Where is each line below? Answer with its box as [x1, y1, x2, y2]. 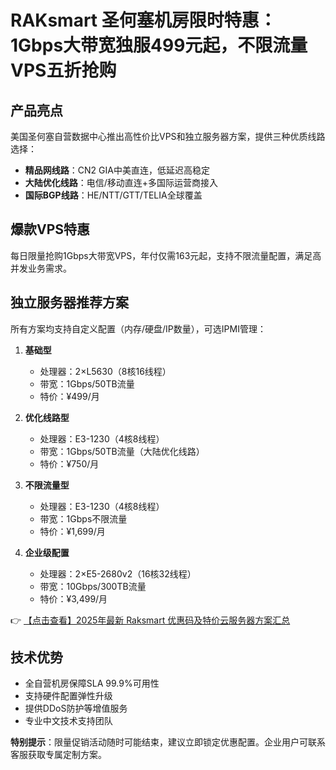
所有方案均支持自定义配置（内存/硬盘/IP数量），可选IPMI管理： [10, 322, 267, 335]
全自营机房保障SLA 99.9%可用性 [24, 677, 160, 690]
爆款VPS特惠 [10, 221, 91, 238]
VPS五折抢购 [10, 59, 117, 82]
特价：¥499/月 [39, 390, 100, 402]
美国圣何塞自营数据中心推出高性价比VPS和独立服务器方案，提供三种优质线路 [10, 131, 326, 142]
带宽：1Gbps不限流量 [39, 512, 128, 525]
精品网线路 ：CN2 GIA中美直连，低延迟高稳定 [24, 164, 210, 176]
